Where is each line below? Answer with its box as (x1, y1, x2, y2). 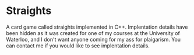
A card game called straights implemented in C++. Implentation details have (6, 23, 188, 30)
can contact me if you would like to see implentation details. (6, 42, 150, 49)
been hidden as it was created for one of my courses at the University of (6, 29, 181, 36)
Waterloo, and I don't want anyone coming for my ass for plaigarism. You (6, 36, 181, 43)
